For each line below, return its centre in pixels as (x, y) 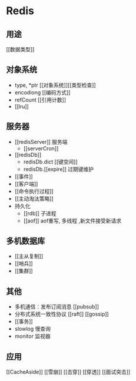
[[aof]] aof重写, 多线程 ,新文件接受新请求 (72, 221)
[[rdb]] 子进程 (40, 213)
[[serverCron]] (41, 148)
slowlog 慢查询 (33, 329)
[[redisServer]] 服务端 (41, 142)
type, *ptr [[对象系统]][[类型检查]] (55, 85)
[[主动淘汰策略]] (34, 198)
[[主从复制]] (29, 256)
